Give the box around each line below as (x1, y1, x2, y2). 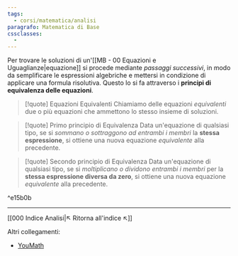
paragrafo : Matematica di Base (7, 23, 100, 30)
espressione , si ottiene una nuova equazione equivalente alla (24, 136, 205, 145)
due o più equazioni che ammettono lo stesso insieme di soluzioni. (24, 107, 219, 116)
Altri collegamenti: (7, 228, 61, 236)
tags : (7, 10, 23, 18)
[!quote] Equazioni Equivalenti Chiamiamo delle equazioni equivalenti (24, 100, 227, 108)
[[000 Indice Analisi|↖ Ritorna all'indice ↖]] (7, 214, 132, 223)
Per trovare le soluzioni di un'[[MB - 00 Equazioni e (7, 56, 157, 64)
